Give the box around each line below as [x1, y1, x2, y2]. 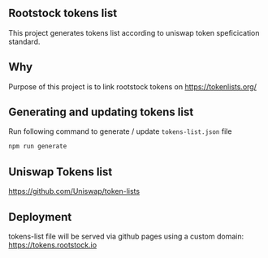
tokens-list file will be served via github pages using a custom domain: [8, 231, 244, 241]
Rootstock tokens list [8, 6, 118, 20]
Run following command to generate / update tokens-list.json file [8, 127, 232, 136]
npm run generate [8, 142, 67, 151]
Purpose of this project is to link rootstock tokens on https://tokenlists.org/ [8, 81, 257, 92]
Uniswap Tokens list [8, 165, 113, 178]
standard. [8, 37, 41, 46]
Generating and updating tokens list [8, 105, 194, 119]
